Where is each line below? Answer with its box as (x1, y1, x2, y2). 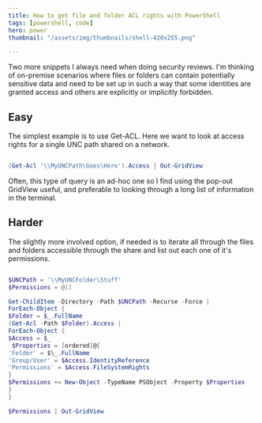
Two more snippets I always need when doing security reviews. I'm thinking (8, 62, 255, 72)
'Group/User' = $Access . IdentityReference (8, 357, 150, 364)
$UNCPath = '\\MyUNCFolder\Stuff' (8, 276, 122, 284)
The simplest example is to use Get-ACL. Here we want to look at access (8, 131, 245, 141)
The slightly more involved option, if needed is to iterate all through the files (8, 236, 254, 246)
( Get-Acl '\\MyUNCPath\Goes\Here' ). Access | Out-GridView (8, 162, 203, 170)
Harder (8, 216, 43, 229)
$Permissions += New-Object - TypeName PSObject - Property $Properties (8, 379, 245, 387)
